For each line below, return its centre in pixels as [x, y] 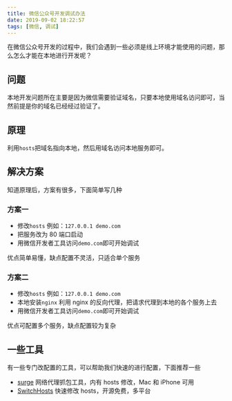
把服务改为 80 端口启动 [50, 234]
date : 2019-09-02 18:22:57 [46, 20]
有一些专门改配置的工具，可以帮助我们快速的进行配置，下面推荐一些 [104, 368]
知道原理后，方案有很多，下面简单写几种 [65, 189]
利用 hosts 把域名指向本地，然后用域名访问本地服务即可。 [87, 148]
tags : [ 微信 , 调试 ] [33, 26]
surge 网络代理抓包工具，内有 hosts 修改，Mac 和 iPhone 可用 [106, 382]
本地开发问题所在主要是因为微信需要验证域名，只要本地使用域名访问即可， [113, 97]
